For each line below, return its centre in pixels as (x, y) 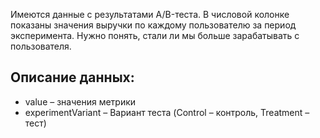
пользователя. (41, 46)
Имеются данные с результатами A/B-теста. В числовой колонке (150, 14)
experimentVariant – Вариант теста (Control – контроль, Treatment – (167, 112)
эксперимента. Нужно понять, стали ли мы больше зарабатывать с (155, 35)
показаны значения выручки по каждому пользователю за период (153, 25)
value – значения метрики (80, 101)
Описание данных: (72, 77)
